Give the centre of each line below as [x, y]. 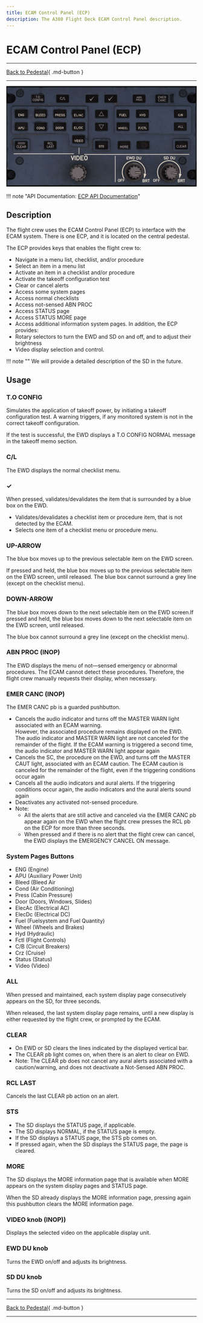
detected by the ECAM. [44, 523]
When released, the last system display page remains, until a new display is [100, 1012]
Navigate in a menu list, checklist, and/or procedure [79, 259]
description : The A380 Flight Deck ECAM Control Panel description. [94, 19]
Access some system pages [50, 291]
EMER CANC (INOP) [36, 694]
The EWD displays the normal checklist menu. [63, 470]
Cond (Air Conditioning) [44, 889]
